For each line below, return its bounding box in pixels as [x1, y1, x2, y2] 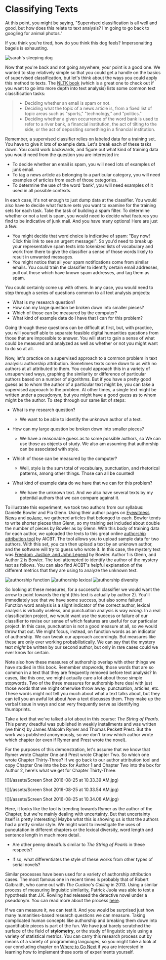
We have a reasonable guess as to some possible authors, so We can [19, 435, 161, 441]
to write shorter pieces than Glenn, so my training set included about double [5, 520, 160, 526]
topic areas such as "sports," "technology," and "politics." [24, 110, 142, 117]
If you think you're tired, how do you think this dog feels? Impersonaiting [5, 40, 152, 45]
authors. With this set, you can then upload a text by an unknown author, [5, 541, 153, 547]
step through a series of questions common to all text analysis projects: [5, 290, 151, 295]
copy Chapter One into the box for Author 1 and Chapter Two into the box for [5, 762, 161, 768]
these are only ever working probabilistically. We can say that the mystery [5, 639, 156, 645]
